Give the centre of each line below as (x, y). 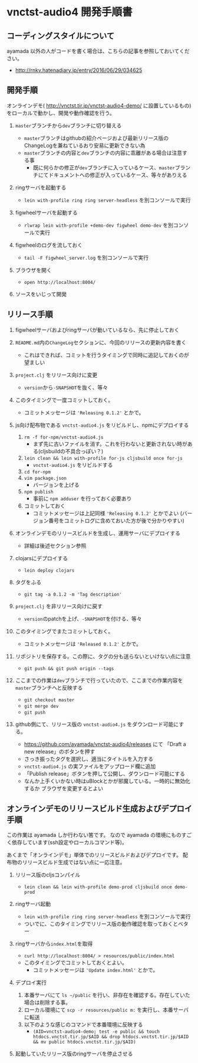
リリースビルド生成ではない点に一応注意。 (74, 862)
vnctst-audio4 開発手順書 (70, 12)
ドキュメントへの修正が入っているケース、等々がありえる (118, 175)
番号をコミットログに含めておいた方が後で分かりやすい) (117, 521)
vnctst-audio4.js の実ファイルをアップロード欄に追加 (90, 766)
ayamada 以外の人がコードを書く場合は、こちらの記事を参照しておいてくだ (98, 51)
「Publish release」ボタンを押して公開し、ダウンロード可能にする (104, 773)
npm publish (39, 492)
